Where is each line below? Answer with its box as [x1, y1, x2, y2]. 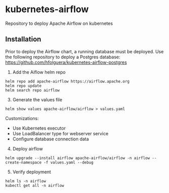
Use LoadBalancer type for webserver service [12, 130, 108, 136]
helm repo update [5, 83, 42, 88]
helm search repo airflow [5, 88, 60, 93]
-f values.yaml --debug [43, 160, 94, 165]
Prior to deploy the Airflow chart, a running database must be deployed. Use [5, 48, 164, 54]
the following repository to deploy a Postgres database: [5, 54, 121, 60]
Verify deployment [12, 169, 51, 175]
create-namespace [5, 160, 42, 165]
